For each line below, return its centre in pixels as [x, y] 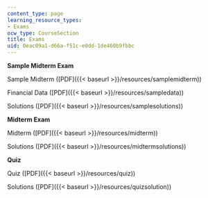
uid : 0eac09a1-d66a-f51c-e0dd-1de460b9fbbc [71, 46]
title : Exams [26, 40]
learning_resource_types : [44, 20]
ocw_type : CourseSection [43, 33]
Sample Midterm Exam [41, 66]
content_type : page [35, 14]
